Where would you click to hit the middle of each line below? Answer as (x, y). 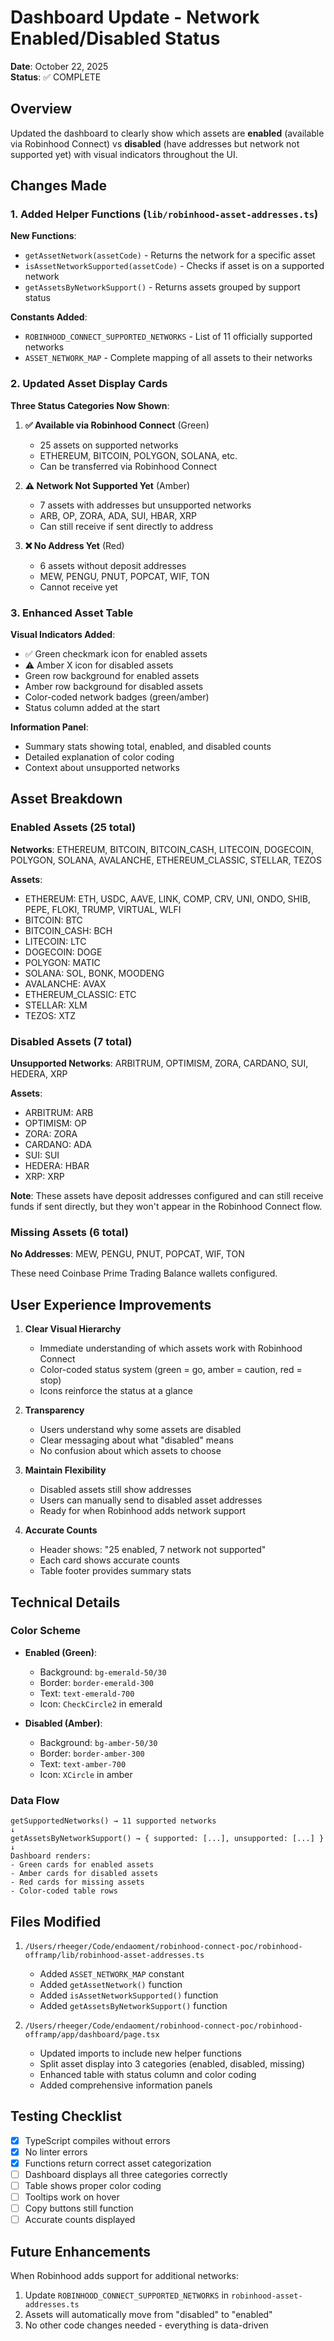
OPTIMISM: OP (55, 1123)
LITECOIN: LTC (55, 941)
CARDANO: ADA (58, 1145)
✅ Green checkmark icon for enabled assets (116, 654)
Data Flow (35, 1800)
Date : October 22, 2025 (59, 66)
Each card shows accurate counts (109, 1560)
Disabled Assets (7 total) (71, 1041)
